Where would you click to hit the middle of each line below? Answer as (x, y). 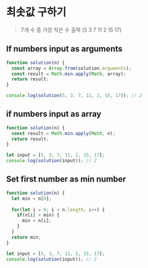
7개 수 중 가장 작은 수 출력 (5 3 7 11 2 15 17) (71, 30)
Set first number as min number (66, 179)
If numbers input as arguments (64, 49)
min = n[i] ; (37, 221)
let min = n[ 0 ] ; (32, 198)
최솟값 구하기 (36, 12)
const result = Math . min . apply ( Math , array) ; (69, 74)
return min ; (26, 237)
